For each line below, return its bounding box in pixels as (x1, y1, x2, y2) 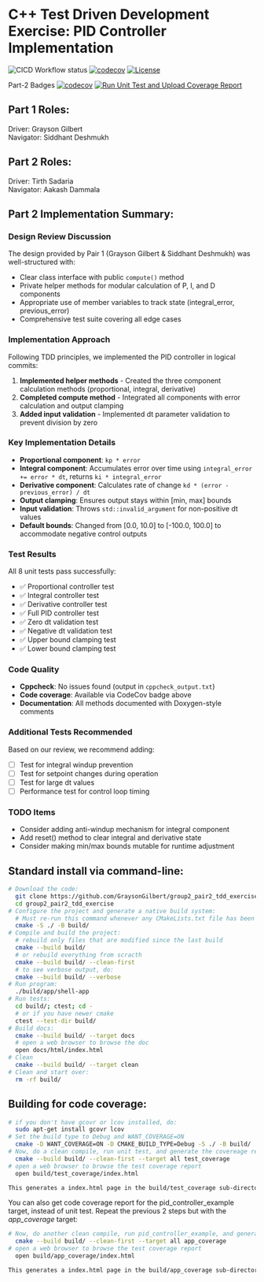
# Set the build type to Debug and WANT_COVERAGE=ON (8, 1133, 185, 1141)
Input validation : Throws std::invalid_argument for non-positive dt (19, 504, 238, 513)
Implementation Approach (8, 334, 111, 345)
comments (19, 707, 54, 716)
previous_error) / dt (19, 489, 90, 496)
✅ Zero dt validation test (19, 617, 99, 627)
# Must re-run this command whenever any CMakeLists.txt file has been (15, 914, 255, 923)
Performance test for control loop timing (19, 786, 150, 796)
